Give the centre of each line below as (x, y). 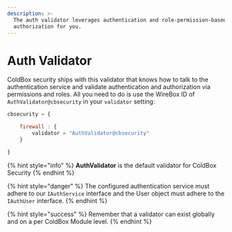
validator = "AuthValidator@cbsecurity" (91, 133)
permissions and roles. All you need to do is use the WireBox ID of (101, 95)
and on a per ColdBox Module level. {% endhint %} (80, 221)
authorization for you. (47, 26)
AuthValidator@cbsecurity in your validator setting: (81, 101)
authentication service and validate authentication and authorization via (109, 87)
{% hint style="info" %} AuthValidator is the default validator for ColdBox (112, 165)
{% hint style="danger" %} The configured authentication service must (108, 186)
